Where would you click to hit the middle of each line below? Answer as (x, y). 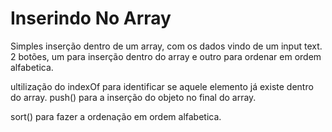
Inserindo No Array (91, 18)
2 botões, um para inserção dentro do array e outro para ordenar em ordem (166, 56)
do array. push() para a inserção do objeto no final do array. (133, 97)
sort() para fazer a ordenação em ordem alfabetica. (116, 116)
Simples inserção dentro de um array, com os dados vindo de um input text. (166, 46)
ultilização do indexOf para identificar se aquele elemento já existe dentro (162, 86)
